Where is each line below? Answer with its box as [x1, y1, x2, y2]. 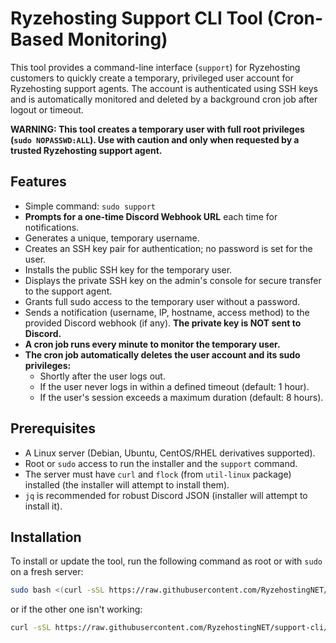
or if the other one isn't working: [10, 603, 143, 616]
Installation [10, 528, 82, 546]
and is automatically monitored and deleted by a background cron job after [10, 93, 318, 105]
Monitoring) [67, 28, 168, 51]
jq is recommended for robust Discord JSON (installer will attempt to [24, 489, 308, 501]
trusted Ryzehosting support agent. [10, 144, 163, 156]
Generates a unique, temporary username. [24, 232, 200, 244]
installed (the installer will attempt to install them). [24, 478, 230, 491]
